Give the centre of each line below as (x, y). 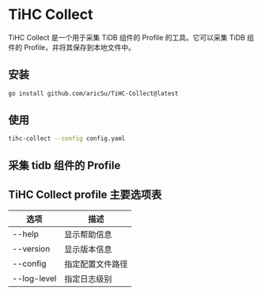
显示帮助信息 (88, 234)
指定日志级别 (88, 278)
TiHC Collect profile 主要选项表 (85, 195)
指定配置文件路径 (96, 264)
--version (31, 248)
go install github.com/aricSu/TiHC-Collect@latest (93, 93)
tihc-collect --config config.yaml (67, 139)
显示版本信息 (88, 249)
